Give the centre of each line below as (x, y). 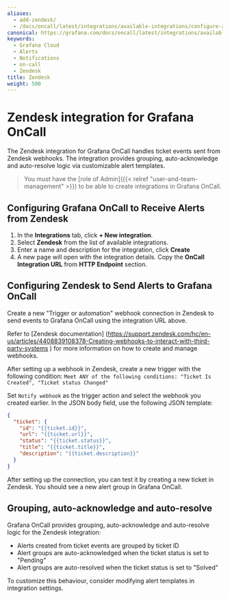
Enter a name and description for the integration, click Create (103, 250)
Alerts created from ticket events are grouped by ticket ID (98, 545)
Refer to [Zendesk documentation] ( (57, 333)
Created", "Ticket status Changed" (58, 383)
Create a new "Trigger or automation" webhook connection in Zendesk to (111, 313)
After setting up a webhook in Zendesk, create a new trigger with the (104, 368)
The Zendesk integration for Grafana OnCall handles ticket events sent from (114, 151)
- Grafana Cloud (36, 45)
